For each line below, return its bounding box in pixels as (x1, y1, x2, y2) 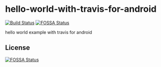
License (5, 43, 30, 52)
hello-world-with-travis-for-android (5, 3, 157, 15)
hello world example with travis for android (5, 29, 93, 35)
